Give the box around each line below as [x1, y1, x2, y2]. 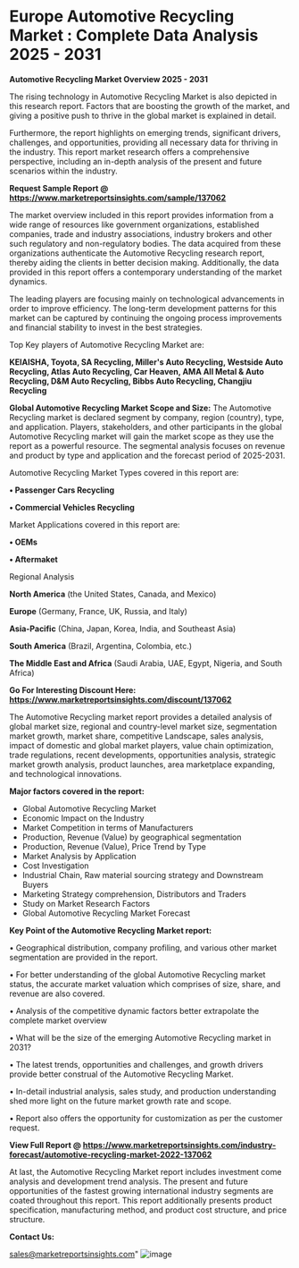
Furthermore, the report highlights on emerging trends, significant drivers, [9, 127, 281, 138]
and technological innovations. [9, 768, 122, 779]
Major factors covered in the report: [9, 785, 145, 797]
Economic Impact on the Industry [21, 812, 145, 824]
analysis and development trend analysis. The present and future [9, 1176, 248, 1187]
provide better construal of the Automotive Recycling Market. [9, 1069, 234, 1079]
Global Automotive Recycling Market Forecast [21, 908, 191, 918]
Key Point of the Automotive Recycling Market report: [9, 925, 212, 935]
